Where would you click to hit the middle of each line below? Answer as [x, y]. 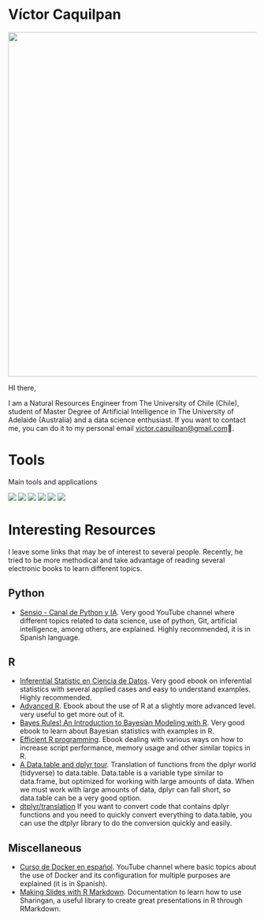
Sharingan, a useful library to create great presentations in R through [131, 900]
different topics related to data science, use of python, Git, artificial [128, 621]
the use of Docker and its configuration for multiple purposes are [125, 875]
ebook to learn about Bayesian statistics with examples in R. [117, 731]
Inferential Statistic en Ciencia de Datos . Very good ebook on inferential [136, 681]
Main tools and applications [53, 481]
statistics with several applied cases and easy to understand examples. [135, 689]
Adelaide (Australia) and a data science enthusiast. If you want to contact [127, 420]
